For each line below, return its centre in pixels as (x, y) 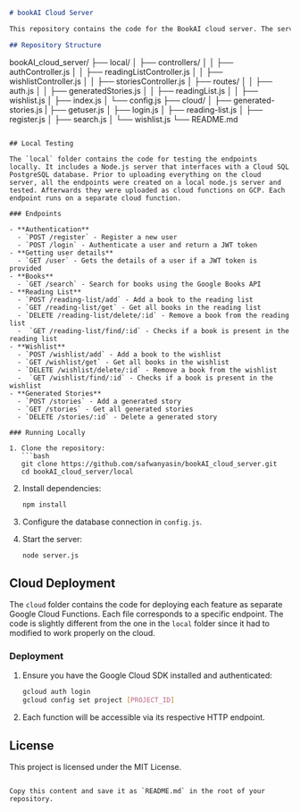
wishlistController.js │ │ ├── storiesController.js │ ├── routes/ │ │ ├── (141, 81)
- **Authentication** (50, 229)
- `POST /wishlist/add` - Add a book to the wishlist (119, 354)
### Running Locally (48, 432)
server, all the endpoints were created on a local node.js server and (145, 182)
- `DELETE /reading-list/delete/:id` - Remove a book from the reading (154, 315)
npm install (44, 505)
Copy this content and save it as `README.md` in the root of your (137, 791)
